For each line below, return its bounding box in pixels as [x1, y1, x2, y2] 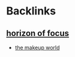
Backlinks [6, 4, 56, 18]
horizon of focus [6, 28, 70, 38]
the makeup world [14, 44, 60, 51]
